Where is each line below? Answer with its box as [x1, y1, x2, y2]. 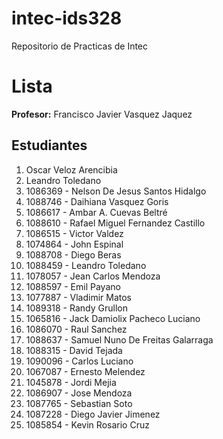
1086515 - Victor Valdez [25, 227, 124, 239]
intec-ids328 [11, 7, 123, 30]
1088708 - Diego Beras [25, 248, 122, 261]
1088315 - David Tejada [25, 344, 123, 356]
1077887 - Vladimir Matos [25, 291, 133, 303]
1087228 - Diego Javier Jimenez [25, 408, 161, 420]
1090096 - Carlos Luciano [25, 355, 134, 367]
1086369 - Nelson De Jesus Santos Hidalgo [25, 185, 207, 197]
